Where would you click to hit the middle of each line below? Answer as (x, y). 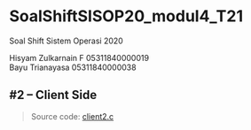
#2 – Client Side (53, 95)
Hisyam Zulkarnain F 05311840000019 (79, 57)
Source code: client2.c (72, 116)
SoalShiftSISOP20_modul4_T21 (126, 16)
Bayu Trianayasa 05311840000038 (73, 67)
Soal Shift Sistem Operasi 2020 (67, 41)
